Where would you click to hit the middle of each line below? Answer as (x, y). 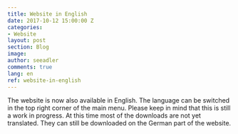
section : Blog (29, 47)
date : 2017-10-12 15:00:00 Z (51, 21)
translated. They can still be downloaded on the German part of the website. (119, 123)
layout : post (27, 41)
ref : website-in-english (44, 80)
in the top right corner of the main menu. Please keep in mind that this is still (119, 108)
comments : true (30, 67)
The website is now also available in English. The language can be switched (119, 100)
